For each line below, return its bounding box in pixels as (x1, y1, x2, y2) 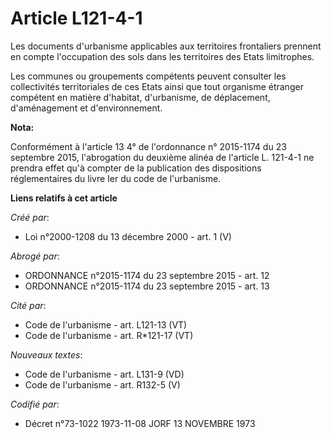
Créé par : (10, 211, 50, 223)
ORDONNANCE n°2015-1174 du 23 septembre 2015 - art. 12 (24, 269, 270, 281)
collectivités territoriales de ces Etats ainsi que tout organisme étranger (10, 80, 304, 92)
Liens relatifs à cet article (10, 192, 118, 204)
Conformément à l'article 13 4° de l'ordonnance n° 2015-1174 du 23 (10, 140, 287, 152)
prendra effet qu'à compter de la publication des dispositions (10, 162, 262, 174)
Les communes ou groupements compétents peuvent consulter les (10, 70, 287, 82)
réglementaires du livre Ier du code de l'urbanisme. (10, 172, 222, 184)
